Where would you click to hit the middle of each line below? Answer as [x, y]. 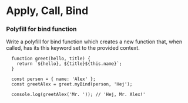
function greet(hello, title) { [51, 59]
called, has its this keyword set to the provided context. [73, 48]
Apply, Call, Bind [47, 11]
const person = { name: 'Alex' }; [53, 79]
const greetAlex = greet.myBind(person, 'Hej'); [72, 84]
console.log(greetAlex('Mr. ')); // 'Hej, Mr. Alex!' [78, 95]
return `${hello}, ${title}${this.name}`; [69, 64]
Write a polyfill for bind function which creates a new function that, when [94, 42]
